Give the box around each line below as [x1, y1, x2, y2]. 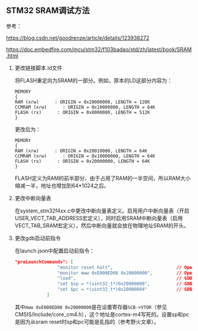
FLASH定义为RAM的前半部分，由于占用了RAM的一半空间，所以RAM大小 [14, 174, 191, 182]
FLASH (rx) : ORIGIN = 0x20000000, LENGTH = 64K [14, 158, 150, 164]
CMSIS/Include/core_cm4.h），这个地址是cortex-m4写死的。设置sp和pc [14, 310, 189, 318]
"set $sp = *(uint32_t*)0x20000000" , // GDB [57, 281, 193, 287]
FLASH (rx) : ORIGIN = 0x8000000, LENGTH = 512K [14, 109, 150, 115]
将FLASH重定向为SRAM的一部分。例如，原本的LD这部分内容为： [14, 76, 173, 84]
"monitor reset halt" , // [57, 264, 182, 271]
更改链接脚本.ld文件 [14, 64, 63, 71]
